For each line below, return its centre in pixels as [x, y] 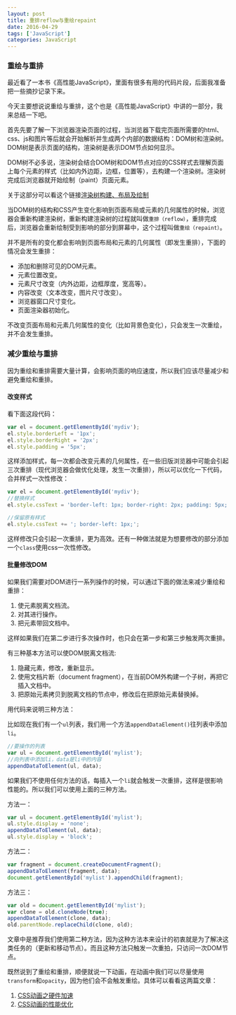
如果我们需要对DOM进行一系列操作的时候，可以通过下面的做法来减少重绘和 [116, 582]
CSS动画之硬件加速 [45, 995]
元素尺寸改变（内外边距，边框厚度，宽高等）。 [84, 284]
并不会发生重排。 [32, 334]
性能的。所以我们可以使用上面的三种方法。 [69, 789]
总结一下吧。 [32, 115]
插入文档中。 [36, 685]
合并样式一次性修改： [38, 478]
